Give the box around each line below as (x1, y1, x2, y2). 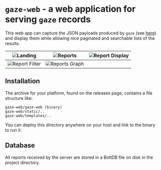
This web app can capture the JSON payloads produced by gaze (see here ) (5, 30, 157, 36)
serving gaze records (5, 14, 91, 25)
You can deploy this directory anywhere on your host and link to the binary (5, 121, 156, 128)
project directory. (5, 159, 40, 165)
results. (5, 40, 21, 46)
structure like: (5, 95, 33, 101)
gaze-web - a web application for (5, 3, 136, 15)
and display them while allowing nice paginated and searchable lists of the (5, 35, 155, 41)
